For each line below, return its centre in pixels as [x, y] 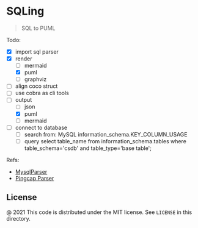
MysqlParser [31, 171]
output [24, 100]
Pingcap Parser [35, 178]
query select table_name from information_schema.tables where [105, 141]
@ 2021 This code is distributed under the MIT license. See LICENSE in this [99, 212]
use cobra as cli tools [42, 93]
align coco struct [36, 86]
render [24, 59]
